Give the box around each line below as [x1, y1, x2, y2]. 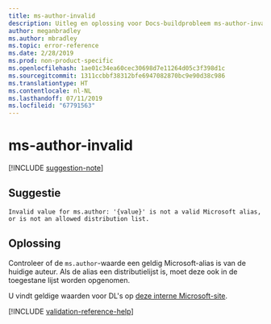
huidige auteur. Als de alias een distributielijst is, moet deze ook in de [8, 267, 238, 276]
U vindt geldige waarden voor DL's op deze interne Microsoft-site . [8, 291, 228, 301]
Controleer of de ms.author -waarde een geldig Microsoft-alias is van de [8, 258, 246, 268]
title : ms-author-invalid [8, 11, 95, 20]
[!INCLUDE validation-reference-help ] [8, 306, 134, 316]
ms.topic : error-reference [8, 42, 99, 50]
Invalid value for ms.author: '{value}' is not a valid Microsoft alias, [8, 207, 262, 216]
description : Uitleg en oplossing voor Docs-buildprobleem [8, 19, 211, 27]
